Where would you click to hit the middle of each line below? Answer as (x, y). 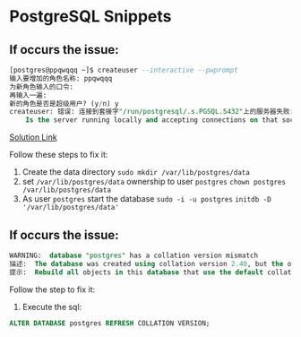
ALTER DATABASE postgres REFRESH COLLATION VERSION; (110, 323)
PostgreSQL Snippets (90, 17)
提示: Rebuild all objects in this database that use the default (137, 272)
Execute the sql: (52, 307)
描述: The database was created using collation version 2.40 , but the (146, 264)
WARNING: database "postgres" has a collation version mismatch (133, 255)
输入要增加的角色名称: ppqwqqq (61, 78)
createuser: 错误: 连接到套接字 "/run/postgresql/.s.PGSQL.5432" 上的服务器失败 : (151, 112)
